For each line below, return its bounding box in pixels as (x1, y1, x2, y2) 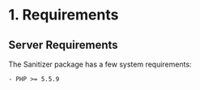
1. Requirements (8, 6, 119, 24)
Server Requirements (8, 38, 119, 52)
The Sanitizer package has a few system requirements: (8, 59, 192, 69)
